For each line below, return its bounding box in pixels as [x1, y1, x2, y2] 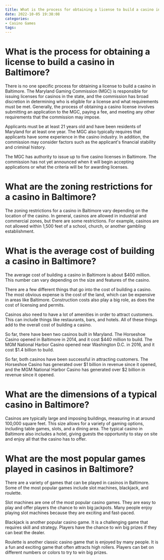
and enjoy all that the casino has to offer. [5, 436, 87, 442]
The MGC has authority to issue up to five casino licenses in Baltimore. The [5, 154, 157, 160]
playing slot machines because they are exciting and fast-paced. [5, 510, 135, 516]
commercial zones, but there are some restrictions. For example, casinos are [5, 218, 159, 224]
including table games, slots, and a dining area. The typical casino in [5, 425, 143, 431]
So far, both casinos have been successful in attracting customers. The [5, 356, 148, 362]
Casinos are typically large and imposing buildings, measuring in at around [5, 415, 155, 421]
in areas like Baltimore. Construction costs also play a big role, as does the [5, 297, 155, 303]
